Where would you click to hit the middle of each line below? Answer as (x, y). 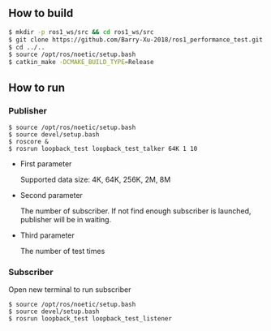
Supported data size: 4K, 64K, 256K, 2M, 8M (95, 179)
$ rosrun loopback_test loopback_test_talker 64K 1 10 (103, 148)
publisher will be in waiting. (66, 219)
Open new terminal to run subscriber (70, 290)
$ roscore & (28, 141)
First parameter (46, 163)
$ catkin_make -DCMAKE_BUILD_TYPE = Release (81, 62)
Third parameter (47, 235)
